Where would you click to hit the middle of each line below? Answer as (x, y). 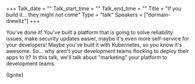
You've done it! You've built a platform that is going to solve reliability (90, 32)
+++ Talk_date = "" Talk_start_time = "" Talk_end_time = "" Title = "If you (94, 9)
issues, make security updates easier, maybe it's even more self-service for (98, 38)
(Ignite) (15, 75)
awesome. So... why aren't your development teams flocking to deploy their (97, 51)
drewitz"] (17, 21)
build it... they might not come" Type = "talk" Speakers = (74, 15)
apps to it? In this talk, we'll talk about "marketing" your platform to (87, 57)
